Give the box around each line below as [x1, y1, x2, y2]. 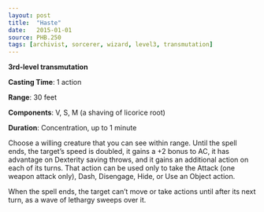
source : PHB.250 [8, 33, 61, 42]
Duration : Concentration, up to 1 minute [8, 123, 137, 133]
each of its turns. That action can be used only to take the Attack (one [8, 163, 235, 173]
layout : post [8, 11, 51, 20]
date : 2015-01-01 [8, 26, 73, 34]
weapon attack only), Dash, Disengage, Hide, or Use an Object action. [8, 172, 236, 181]
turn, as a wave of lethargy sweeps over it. [8, 196, 147, 205]
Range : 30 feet [8, 93, 58, 102]
